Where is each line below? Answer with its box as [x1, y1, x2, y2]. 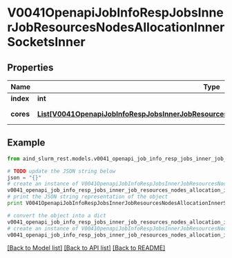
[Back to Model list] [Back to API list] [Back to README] [7, 244, 166, 252]
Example [7, 137, 46, 149]
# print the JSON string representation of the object [7, 193, 168, 201]
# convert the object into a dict [7, 212, 107, 219]
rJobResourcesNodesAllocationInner [7, 19, 225, 35]
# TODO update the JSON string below [7, 168, 116, 175]
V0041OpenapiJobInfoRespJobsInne [7, 5, 224, 21]
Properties [7, 61, 54, 73]
